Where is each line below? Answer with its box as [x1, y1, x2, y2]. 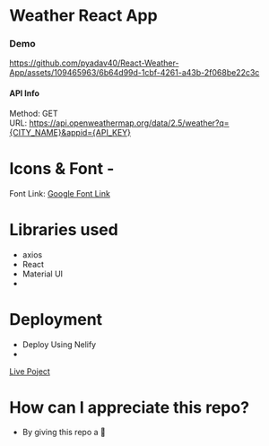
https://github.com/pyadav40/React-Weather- [9, 57, 179, 68]
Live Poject [9, 365, 51, 377]
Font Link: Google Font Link [9, 188, 110, 198]
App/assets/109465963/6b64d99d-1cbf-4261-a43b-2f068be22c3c [9, 67, 260, 78]
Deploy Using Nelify [22, 338, 97, 350]
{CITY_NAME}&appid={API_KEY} [9, 127, 132, 137]
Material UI [22, 268, 64, 279]
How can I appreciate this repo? [9, 397, 249, 417]
